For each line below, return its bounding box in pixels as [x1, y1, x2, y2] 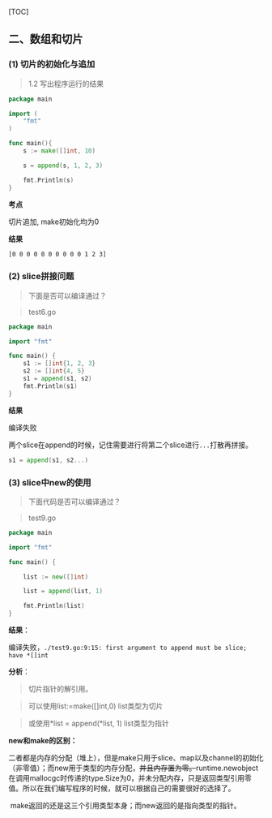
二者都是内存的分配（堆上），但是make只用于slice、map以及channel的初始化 [8, 753, 264, 763]
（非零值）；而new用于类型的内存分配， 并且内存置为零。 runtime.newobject [8, 763, 259, 773]
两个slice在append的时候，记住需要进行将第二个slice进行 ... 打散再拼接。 [8, 440, 253, 450]
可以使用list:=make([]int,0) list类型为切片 [28, 701, 164, 711]
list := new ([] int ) [23, 572, 89, 581]
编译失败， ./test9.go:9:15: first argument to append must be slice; [8, 643, 247, 652]
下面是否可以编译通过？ [28, 291, 107, 300]
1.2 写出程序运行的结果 [28, 79, 104, 88]
